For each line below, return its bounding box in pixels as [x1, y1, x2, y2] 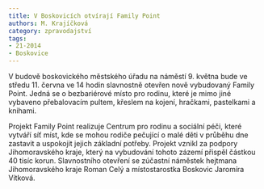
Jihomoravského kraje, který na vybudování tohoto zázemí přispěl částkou [8, 147, 256, 157]
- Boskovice [8, 49, 48, 57]
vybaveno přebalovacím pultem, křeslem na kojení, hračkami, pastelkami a [8, 98, 256, 107]
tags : [8, 34, 27, 43]
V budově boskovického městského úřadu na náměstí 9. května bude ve [8, 72, 248, 81]
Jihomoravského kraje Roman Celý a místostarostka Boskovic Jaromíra [8, 165, 245, 174]
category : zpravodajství [8, 27, 92, 35]
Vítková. [8, 173, 36, 183]
